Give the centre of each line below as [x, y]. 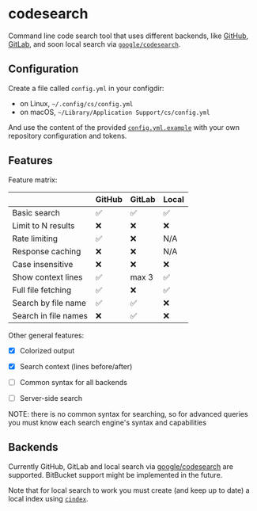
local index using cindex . [48, 498]
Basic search [36, 212]
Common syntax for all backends [74, 382]
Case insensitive [43, 264]
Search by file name [49, 303]
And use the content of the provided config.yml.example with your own [124, 127]
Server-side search [51, 398]
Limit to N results [43, 225]
